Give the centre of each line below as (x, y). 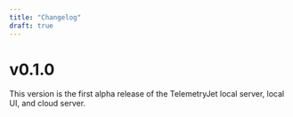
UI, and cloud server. (48, 104)
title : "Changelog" (45, 17)
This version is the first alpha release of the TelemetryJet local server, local (147, 94)
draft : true (31, 26)
